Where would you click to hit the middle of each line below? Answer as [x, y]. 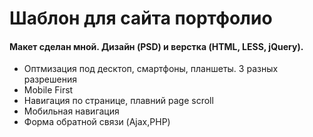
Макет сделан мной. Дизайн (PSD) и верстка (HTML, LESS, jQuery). [156, 46]
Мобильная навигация [71, 111]
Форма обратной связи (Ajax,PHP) [97, 122]
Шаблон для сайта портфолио [141, 18]
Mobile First [48, 90]
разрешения [50, 79]
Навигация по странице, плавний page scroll [118, 101]
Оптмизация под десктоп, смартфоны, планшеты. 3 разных [151, 69]
